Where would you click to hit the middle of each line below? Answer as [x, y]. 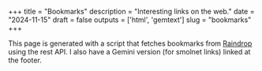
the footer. [25, 60]
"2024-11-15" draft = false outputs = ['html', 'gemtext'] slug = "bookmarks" [130, 20]
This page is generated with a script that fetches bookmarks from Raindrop [130, 43]
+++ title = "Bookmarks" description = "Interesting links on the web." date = [131, 11]
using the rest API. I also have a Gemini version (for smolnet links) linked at [129, 52]
